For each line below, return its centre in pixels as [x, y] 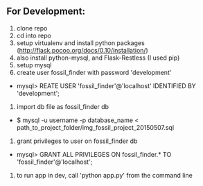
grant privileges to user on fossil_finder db [77, 141]
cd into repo [34, 35]
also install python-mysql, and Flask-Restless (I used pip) [98, 58]
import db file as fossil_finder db [62, 106]
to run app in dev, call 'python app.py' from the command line [105, 175]
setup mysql [34, 65]
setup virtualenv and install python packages [80, 43]
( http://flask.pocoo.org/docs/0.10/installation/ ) [82, 50]
